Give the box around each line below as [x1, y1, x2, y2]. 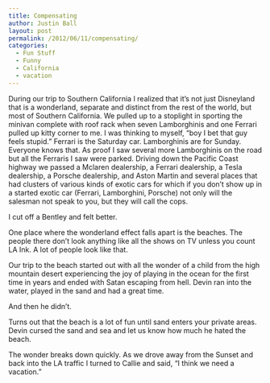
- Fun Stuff [15, 49, 56, 57]
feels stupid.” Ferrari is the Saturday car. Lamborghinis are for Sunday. [8, 136, 242, 146]
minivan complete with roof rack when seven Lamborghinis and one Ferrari [8, 119, 258, 129]
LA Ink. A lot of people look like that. [8, 245, 129, 254]
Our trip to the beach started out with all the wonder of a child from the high [8, 260, 260, 270]
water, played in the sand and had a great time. [8, 286, 164, 295]
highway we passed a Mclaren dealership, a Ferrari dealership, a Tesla [8, 162, 243, 171]
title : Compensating [8, 11, 78, 20]
